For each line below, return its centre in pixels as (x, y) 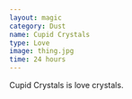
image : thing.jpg (42, 51)
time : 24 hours (38, 59)
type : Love (30, 43)
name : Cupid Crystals (50, 34)
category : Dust (38, 26)
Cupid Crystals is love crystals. (66, 85)
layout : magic (36, 18)
